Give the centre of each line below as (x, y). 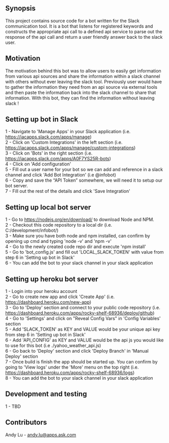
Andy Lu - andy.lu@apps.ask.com (41, 435)
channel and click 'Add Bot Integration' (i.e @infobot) (61, 175)
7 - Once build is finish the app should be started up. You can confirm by (81, 362)
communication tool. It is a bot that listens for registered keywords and (79, 26)
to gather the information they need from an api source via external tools (81, 87)
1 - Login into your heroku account (41, 291)
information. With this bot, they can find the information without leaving (80, 98)
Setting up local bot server (48, 207)
